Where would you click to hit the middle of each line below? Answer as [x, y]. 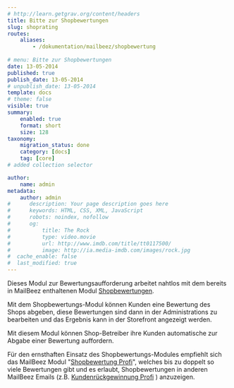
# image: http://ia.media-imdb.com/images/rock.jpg [99, 250]
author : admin [41, 198]
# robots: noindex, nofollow [58, 217]
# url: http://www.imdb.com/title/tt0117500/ [90, 243]
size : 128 [35, 132]
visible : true [28, 106]
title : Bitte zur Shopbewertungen [58, 20]
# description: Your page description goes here [88, 204]
